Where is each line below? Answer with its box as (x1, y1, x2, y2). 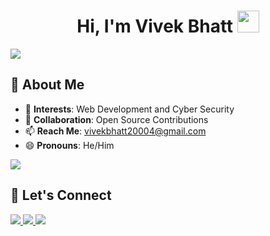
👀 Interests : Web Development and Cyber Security (24, 103, 235, 115)
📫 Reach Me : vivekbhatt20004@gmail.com (24, 125, 207, 137)
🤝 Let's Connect (10, 187, 112, 204)
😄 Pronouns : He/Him (24, 139, 115, 151)
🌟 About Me (10, 76, 85, 94)
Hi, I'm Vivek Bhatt (76, 15, 234, 38)
